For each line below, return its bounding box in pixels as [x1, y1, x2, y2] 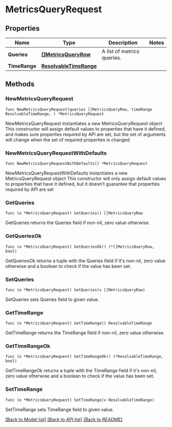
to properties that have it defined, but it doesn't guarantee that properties [5, 181, 160, 187]
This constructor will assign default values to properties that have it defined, [5, 125, 166, 132]
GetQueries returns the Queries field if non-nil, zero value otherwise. [5, 220, 150, 226]
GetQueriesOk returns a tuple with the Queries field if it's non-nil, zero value [5, 258, 166, 264]
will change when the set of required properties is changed [5, 137, 130, 143]
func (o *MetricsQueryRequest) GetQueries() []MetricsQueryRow [5, 211, 143, 216]
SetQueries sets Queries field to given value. [5, 296, 99, 303]
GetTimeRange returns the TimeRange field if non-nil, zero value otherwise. [5, 330, 165, 336]
